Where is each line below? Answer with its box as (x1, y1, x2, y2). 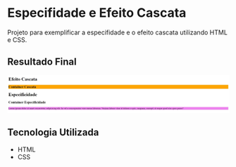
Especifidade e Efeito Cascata (7, 5, 187, 21)
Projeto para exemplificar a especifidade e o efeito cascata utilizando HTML (7, 28, 228, 36)
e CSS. (7, 35, 27, 44)
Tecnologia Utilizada (7, 126, 99, 138)
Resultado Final (7, 56, 77, 68)
